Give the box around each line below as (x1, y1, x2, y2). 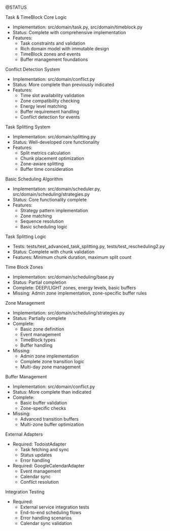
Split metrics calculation (20, 150, 71, 156)
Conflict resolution (20, 479, 59, 485)
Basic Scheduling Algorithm (5, 176, 63, 182)
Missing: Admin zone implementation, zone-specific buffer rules (12, 290, 147, 296)
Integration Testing (5, 489, 45, 495)
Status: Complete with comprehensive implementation (12, 29, 126, 35)
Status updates (20, 452, 52, 458)
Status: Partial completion (12, 279, 67, 285)
